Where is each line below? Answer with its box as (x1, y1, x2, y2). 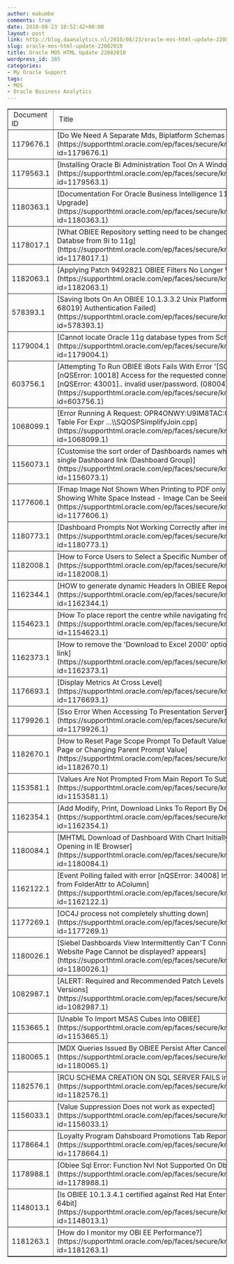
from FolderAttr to (56, 879, 115, 889)
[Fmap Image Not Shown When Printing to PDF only (56, 484, 226, 494)
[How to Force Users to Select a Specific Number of (56, 552, 227, 561)
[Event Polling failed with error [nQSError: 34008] (56, 871, 220, 881)
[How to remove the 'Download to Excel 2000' (56, 640, 209, 649)
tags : (7, 75, 23, 82)
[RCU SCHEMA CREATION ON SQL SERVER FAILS (56, 1072, 221, 1082)
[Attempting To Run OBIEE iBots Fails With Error (56, 361, 212, 371)
